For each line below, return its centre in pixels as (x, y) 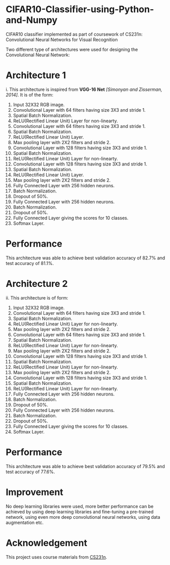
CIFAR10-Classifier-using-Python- (80, 9)
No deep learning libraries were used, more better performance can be (80, 506)
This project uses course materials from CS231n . (57, 557)
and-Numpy (32, 20)
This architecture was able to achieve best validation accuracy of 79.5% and (85, 466)
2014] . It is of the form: (30, 94)
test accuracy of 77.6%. (30, 472)
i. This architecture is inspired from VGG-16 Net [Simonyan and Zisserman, (84, 89)
